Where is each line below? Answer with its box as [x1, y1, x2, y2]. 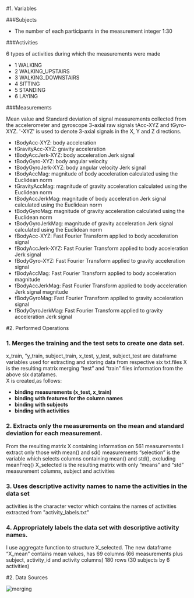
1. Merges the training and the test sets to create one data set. [6, 339, 185, 347]
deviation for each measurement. [6, 429, 103, 438]
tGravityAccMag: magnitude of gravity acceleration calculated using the [14, 183, 188, 190]
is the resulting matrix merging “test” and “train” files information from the [6, 365, 184, 372]
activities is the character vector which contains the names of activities [6, 503, 177, 510]
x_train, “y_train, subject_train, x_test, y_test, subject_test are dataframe [6, 352, 177, 359]
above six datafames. [6, 371, 58, 378]
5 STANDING [14, 87, 45, 93]
